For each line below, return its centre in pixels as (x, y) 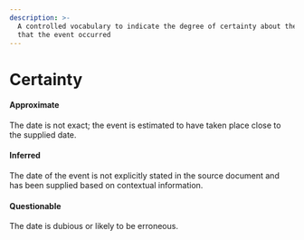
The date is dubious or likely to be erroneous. (94, 226)
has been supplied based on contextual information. (106, 185)
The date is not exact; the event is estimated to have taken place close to (145, 125)
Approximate (34, 105)
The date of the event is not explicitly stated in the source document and (145, 175)
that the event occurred (64, 34)
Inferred (25, 156)
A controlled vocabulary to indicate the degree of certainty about (149, 26)
